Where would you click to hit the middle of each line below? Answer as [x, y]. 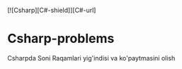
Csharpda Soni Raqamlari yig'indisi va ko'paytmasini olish [91, 58]
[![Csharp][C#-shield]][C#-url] [52, 10]
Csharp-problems [61, 39]
